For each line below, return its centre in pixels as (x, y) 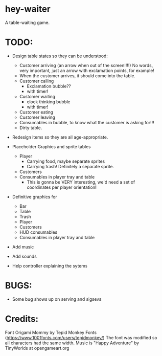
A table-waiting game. (27, 22)
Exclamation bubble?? (49, 86)
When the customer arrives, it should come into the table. (77, 76)
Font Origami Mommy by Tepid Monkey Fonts (51, 332)
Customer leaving (37, 117)
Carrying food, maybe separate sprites (66, 161)
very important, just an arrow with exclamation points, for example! (87, 70)
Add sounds (24, 256)
